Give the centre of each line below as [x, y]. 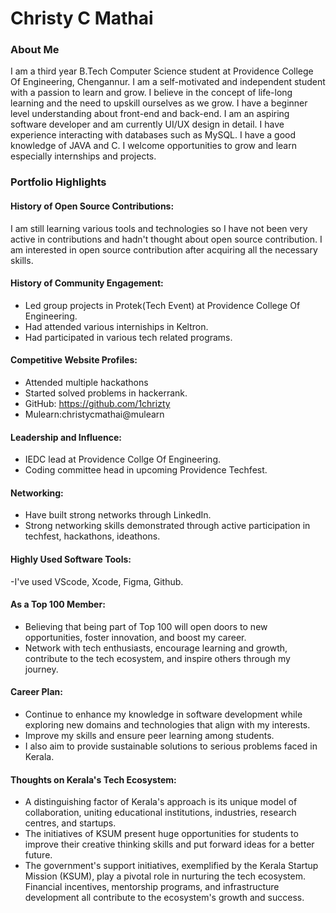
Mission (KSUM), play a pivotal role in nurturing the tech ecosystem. [165, 876]
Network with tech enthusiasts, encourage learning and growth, [156, 648]
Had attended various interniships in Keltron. [116, 326]
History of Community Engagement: [87, 283]
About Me [35, 50]
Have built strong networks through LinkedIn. [118, 515]
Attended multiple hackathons [86, 383]
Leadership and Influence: [66, 437]
